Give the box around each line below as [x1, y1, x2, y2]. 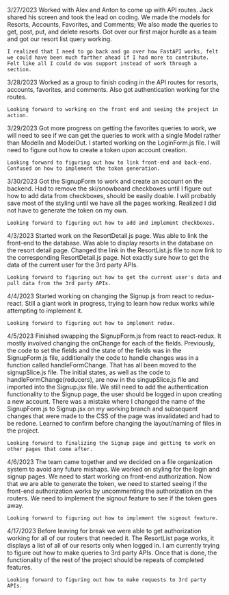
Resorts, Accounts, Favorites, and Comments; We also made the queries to [7, 21, 219, 28]
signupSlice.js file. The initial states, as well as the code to [7, 368, 171, 376]
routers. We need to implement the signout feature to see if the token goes [7, 494, 217, 502]
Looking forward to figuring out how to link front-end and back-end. [7, 159, 213, 166]
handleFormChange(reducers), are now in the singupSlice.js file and [7, 376, 200, 383]
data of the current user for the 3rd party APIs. [7, 260, 139, 269]
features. [7, 563, 33, 571]
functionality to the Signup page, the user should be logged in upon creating [7, 390, 222, 398]
